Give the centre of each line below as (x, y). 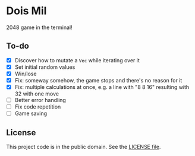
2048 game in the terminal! (39, 27)
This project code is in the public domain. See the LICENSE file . (84, 147)
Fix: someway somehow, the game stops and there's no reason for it (98, 80)
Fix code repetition (38, 107)
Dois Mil (26, 11)
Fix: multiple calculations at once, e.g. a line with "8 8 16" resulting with (102, 87)
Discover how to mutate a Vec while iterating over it (77, 60)
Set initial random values (45, 67)
